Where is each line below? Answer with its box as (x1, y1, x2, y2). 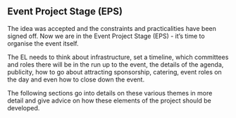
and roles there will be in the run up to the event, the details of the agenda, (7, 60, 224, 69)
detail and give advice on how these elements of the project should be (7, 96, 211, 105)
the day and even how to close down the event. (7, 75, 145, 84)
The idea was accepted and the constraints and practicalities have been (7, 24, 216, 32)
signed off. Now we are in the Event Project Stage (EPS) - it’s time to (7, 32, 206, 40)
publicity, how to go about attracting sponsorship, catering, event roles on (7, 67, 222, 76)
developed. (7, 103, 40, 112)
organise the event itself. (7, 39, 79, 48)
